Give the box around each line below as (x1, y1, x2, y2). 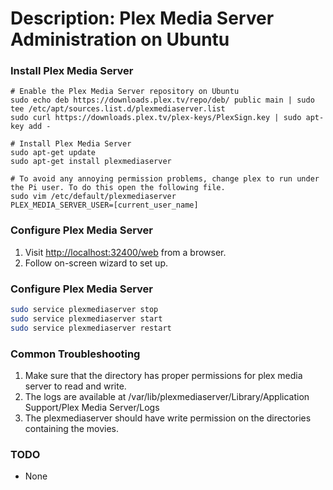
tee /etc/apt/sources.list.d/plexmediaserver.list (10, 104, 226, 114)
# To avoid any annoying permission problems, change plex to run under (10, 174, 320, 184)
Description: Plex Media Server (10, 7, 275, 30)
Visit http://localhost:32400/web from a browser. (24, 246, 227, 258)
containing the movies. (24, 423, 120, 434)
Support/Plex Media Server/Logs (24, 402, 160, 413)
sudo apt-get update (10, 148, 97, 158)
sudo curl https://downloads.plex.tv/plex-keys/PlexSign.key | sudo (10, 113, 302, 123)
